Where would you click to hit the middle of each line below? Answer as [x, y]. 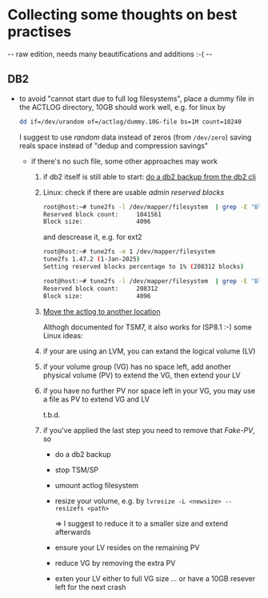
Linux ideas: [63, 335]
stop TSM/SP [77, 470]
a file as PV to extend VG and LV [96, 399]
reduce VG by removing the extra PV [115, 563]
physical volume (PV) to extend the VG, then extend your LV [142, 375]
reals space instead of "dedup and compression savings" [114, 145]
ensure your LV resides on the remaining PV [127, 547]
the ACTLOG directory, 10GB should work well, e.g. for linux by [122, 107]
